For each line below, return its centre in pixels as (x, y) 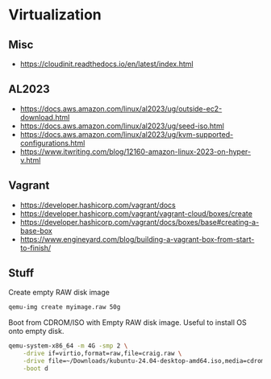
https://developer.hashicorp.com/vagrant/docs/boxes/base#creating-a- (140, 222)
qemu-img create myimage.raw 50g (65, 307)
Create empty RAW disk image (59, 293)
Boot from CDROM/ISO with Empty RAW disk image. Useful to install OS (128, 323)
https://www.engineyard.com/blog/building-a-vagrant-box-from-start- (137, 239)
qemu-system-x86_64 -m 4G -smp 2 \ (68, 346)
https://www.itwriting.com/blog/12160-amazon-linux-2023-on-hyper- (135, 152)
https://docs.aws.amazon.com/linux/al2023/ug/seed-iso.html (122, 126)
